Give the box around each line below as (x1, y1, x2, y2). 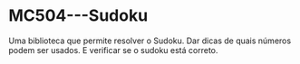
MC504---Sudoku (8, 5, 149, 26)
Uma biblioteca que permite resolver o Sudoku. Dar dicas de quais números (8, 35, 292, 46)
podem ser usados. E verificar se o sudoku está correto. (8, 44, 218, 55)
